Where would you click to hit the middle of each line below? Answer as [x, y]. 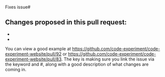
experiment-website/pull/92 [33, 54]
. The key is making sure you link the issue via [108, 59]
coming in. [16, 69]
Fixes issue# [18, 7]
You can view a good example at [38, 49]
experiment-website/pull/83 [33, 59]
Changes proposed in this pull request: [66, 22]
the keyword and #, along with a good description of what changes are [77, 64]
